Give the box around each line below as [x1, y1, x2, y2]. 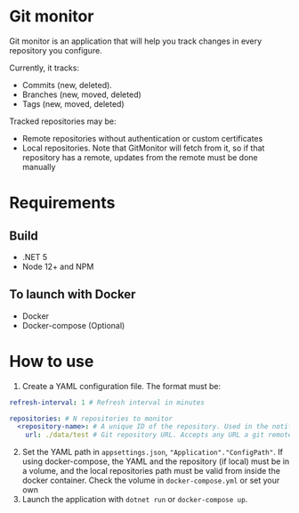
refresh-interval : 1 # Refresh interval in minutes [9, 398, 205, 407]
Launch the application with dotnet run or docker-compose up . [21, 494, 248, 505]
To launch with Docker [9, 287, 136, 302]
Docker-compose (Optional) [21, 320, 125, 330]
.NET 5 [21, 251, 48, 262]
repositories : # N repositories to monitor [9, 414, 174, 423]
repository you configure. [9, 45, 102, 55]
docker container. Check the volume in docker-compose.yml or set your [21, 475, 280, 486]
